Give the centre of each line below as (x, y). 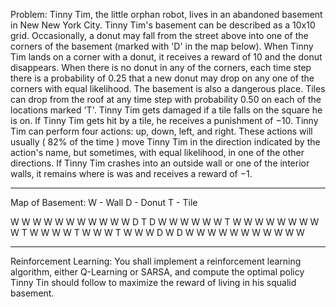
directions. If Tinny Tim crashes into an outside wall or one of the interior (160, 163)
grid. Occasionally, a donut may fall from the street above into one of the (159, 35)
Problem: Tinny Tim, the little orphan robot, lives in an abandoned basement (166, 14)
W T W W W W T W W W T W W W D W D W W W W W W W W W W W (157, 232)
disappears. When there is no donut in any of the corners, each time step (161, 67)
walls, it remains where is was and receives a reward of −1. (131, 173)
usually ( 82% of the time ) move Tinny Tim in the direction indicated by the (165, 142)
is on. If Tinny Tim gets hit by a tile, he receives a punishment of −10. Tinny (164, 120)
